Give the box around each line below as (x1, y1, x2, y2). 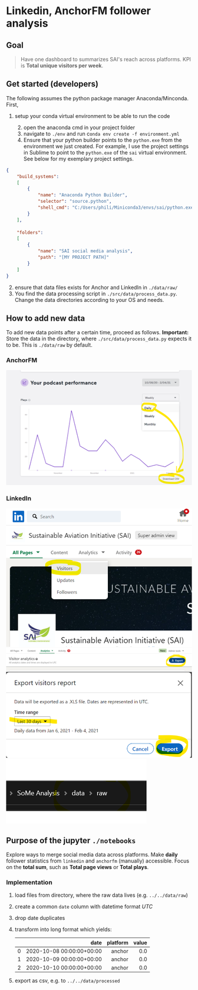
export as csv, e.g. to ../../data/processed (14, 977, 120, 984)
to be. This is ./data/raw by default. (6, 341, 93, 348)
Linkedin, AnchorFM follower (6, 4, 151, 18)
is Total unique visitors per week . (20, 62, 104, 69)
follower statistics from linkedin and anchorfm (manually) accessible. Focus (6, 857, 190, 864)
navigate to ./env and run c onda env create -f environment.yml (23, 130, 180, 137)
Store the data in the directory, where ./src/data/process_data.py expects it (6, 335, 192, 343)
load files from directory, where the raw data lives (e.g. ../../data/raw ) (14, 892, 189, 899)
